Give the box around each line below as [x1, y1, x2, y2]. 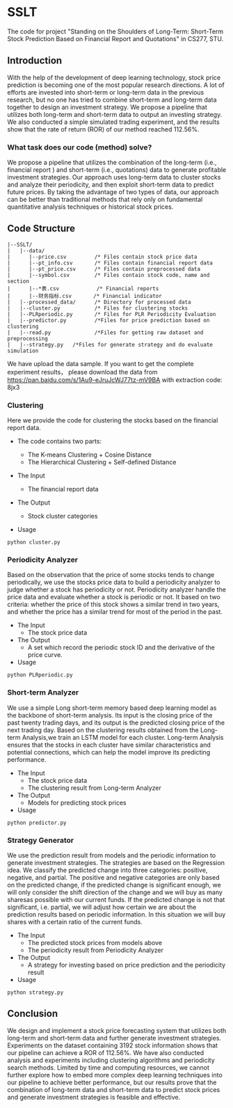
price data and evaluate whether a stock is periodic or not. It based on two [7, 593, 220, 601]
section [7, 278, 30, 285]
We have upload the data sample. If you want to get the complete [7, 359, 194, 367]
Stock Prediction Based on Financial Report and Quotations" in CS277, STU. [7, 34, 224, 42]
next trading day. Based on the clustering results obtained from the [7, 725, 200, 734]
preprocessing [7, 335, 49, 342]
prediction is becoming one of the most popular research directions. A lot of [7, 81, 225, 89]
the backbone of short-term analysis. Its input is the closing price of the [7, 711, 213, 719]
